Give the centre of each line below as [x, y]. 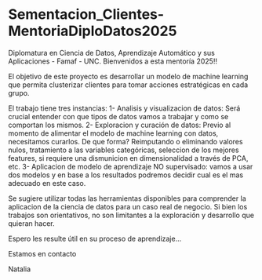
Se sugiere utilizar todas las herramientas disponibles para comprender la [127, 198]
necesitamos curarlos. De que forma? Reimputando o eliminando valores [126, 141]
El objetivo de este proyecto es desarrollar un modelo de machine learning [128, 76]
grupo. [19, 93]
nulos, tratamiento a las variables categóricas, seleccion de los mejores [124, 150]
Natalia [20, 269]
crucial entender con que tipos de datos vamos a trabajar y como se [118, 116]
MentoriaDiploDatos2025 [93, 31]
